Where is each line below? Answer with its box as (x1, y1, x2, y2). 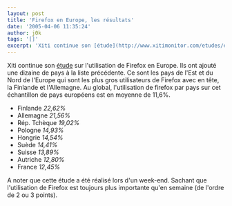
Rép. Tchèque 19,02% (17, 119, 80, 127)
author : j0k (7, 29, 41, 37)
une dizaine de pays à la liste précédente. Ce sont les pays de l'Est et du (7, 68, 213, 77)
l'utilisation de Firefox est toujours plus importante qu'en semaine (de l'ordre (7, 184, 224, 191)
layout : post (7, 10, 45, 17)
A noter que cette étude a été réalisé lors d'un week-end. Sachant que (7, 176, 207, 184)
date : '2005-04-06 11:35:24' (7, 23, 91, 30)
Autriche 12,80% (17, 156, 65, 163)
